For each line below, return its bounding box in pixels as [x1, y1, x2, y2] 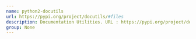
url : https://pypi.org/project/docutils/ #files [6, 14, 124, 19]
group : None [6, 24, 35, 30]
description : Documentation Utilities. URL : [6, 19, 118, 25]
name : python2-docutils [6, 8, 64, 14]
